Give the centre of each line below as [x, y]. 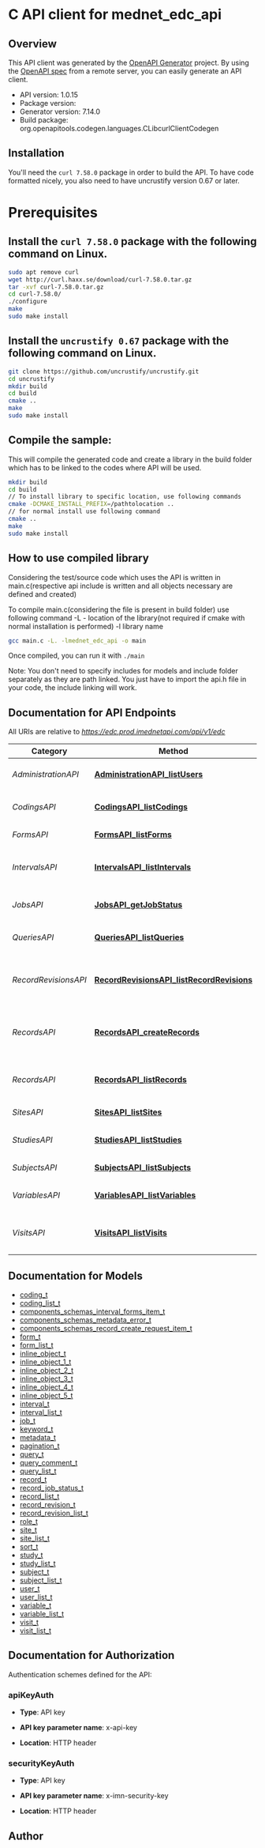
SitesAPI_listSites [128, 1112]
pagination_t [40, 1446]
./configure [28, 302]
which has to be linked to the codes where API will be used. [105, 467]
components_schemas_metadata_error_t [86, 1320]
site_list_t [34, 1538]
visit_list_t [35, 1631]
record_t [33, 1479]
